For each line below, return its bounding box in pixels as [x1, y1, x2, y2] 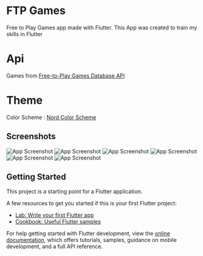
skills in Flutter [6, 30, 43, 37]
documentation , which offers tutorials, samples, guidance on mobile [6, 236, 177, 244]
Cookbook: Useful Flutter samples [15, 218, 101, 225]
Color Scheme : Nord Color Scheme [6, 114, 96, 121]
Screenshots [6, 131, 56, 142]
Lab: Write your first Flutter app [15, 211, 94, 219]
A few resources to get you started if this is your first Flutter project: [6, 200, 177, 207]
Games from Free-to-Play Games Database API [6, 71, 125, 79]
